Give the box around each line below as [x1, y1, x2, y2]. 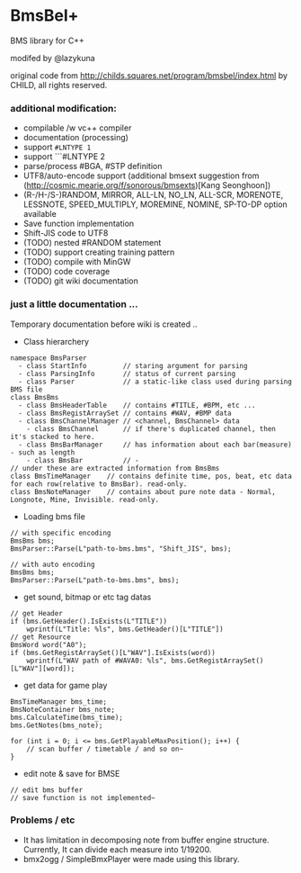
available [22, 209, 57, 220]
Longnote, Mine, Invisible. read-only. [10, 495, 160, 504]
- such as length [10, 447, 75, 457]
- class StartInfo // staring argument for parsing [18, 361, 248, 370]
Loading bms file [22, 510, 86, 522]
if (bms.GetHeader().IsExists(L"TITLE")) [10, 616, 168, 625]
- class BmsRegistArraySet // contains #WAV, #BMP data [18, 409, 232, 418]
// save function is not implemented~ [10, 793, 155, 802]
